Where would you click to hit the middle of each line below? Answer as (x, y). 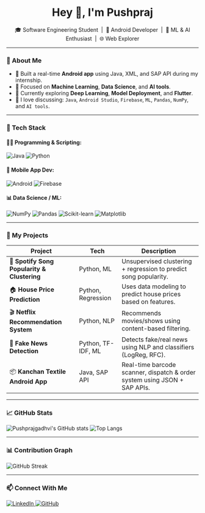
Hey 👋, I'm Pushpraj (103, 13)
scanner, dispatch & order (159, 373)
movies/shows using (151, 321)
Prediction (25, 299)
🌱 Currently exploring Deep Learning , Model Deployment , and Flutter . (104, 93)
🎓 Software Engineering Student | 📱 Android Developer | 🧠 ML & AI (103, 29)
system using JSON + (153, 380)
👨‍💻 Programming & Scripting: (44, 142)
